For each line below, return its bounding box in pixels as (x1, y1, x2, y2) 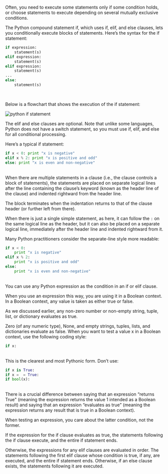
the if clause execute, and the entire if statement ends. (5, 437, 118, 443)
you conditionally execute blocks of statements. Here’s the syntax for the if (5, 30, 159, 36)
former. (5, 422, 21, 428)
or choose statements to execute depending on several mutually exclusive (5, 10, 158, 16)
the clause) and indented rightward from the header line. (5, 190, 122, 196)
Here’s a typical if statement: (5, 141, 64, 147)
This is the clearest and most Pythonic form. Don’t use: (5, 358, 119, 364)
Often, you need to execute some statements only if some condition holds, (5, 5, 159, 10)
